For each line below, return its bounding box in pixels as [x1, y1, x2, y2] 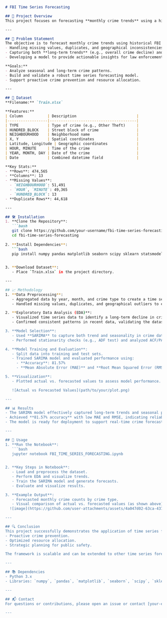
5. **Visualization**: [5, 374, 52, 379]
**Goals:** [5, 64, 28, 69]
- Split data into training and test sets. [11, 351, 103, 356]
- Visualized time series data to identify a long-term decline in [11, 315, 155, 320]
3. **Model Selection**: [5, 328, 57, 333]
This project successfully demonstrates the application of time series [5, 529, 159, 534]
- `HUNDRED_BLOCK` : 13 [9, 192, 57, 197]
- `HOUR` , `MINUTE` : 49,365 [9, 187, 68, 192]
